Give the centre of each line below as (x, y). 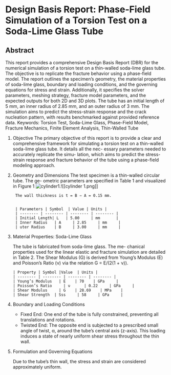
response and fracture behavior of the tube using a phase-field (92, 160)
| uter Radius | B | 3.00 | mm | (68, 227)
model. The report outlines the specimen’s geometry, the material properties (86, 79)
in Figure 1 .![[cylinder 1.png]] (55, 186)
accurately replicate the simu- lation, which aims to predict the (79, 154)
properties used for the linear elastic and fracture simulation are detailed (89, 252)
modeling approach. (34, 165)
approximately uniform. (37, 367)
